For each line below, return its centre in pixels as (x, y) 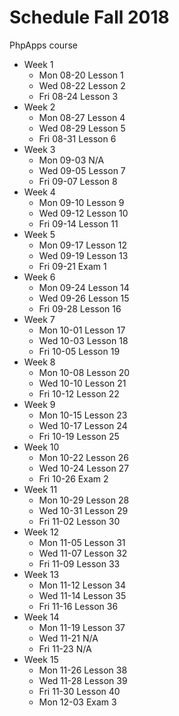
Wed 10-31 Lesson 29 (83, 510)
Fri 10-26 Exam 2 (73, 478)
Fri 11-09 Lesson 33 (79, 563)
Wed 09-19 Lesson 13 (83, 255)
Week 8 (39, 362)
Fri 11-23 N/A (65, 648)
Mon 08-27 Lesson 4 (82, 117)
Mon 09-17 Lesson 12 (83, 245)
